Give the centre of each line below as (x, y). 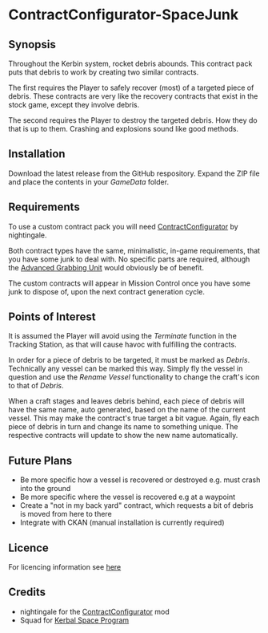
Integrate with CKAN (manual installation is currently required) (122, 522)
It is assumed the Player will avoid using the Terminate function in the (123, 336)
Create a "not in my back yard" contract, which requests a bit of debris (136, 505)
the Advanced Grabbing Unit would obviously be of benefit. (106, 267)
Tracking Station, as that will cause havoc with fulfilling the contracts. (123, 345)
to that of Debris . (36, 386)
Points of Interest (52, 317)
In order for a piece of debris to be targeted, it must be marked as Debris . (129, 360)
